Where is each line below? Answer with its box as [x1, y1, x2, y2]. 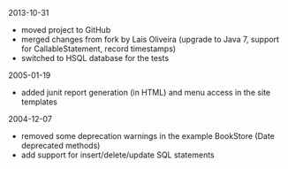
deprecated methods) [20, 141, 101, 150]
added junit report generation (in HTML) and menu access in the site [20, 88, 271, 97]
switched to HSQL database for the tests [20, 53, 170, 63]
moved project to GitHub [20, 25, 111, 35]
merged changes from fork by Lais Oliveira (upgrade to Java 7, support [20, 35, 280, 44]
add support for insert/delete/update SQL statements [20, 150, 215, 160]
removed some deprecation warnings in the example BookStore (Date [20, 131, 276, 141]
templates [20, 96, 58, 107]
